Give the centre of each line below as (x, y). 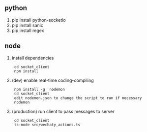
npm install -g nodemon (39, 89)
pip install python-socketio (39, 20)
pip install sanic (28, 25)
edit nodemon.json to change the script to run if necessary (78, 98)
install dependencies (33, 58)
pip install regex (28, 30)
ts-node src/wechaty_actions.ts (47, 125)
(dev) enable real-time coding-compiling (53, 80)
